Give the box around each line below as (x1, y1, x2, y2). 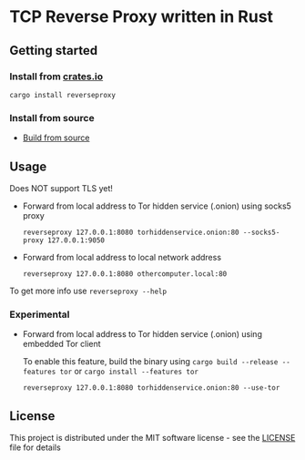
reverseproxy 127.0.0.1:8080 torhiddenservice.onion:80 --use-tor (22, 383, 280, 393)
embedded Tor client (22, 339, 102, 350)
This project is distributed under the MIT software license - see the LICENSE (9, 433, 296, 444)
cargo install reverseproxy (9, 90, 117, 99)
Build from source (22, 132, 90, 143)
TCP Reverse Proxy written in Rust (9, 6, 274, 27)
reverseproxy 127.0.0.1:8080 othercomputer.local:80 (22, 269, 228, 279)
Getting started (9, 43, 98, 58)
